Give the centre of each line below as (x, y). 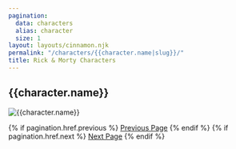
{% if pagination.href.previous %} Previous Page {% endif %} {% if (118, 127)
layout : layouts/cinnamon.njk (59, 46)
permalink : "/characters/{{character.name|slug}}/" (96, 53)
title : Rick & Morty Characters (62, 61)
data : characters (44, 23)
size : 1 (28, 38)
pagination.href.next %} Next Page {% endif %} (87, 136)
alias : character (44, 30)
